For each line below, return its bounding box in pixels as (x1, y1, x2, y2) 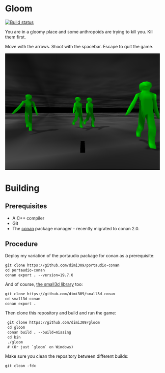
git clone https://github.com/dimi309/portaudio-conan (5, 263, 120, 268)
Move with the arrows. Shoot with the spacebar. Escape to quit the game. (5, 43, 154, 49)
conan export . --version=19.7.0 (5, 273, 74, 278)
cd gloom (7, 325, 26, 330)
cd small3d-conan (5, 296, 41, 302)
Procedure (5, 240, 38, 249)
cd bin (7, 335, 21, 340)
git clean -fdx (5, 364, 36, 369)
